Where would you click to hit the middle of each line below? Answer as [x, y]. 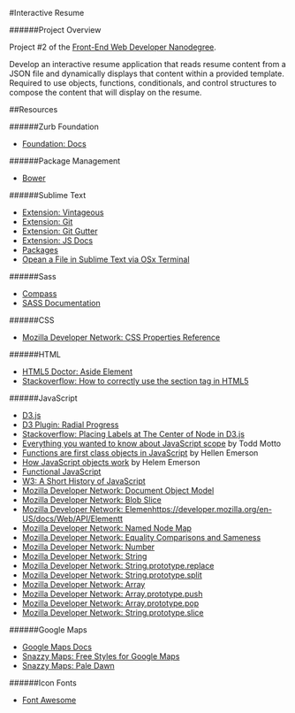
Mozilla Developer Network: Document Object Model [118, 491]
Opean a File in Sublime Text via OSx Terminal [106, 259]
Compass [39, 294]
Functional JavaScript [61, 471]
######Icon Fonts [43, 683]
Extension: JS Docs [57, 241]
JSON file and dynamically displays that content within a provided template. [147, 73]
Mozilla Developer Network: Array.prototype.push [112, 594]
